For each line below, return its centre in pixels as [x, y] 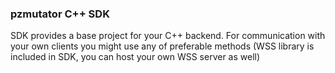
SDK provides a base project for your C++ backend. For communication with [168, 36]
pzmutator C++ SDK [60, 14]
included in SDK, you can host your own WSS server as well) [135, 57]
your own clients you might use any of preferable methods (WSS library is [162, 46]
